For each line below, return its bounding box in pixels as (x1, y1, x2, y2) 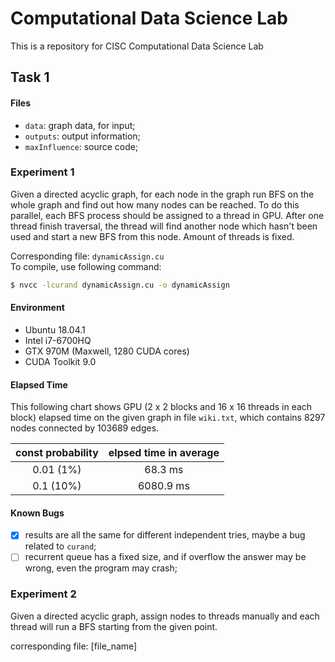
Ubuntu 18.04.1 (24, 323, 86, 336)
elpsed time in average (108, 446, 220, 460)
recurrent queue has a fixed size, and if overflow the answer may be (24, 551, 307, 563)
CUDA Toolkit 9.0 (24, 355, 97, 367)
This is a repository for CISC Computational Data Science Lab (10, 40, 264, 52)
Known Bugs (10, 507, 65, 519)
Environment (10, 302, 65, 314)
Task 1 (10, 69, 50, 86)
